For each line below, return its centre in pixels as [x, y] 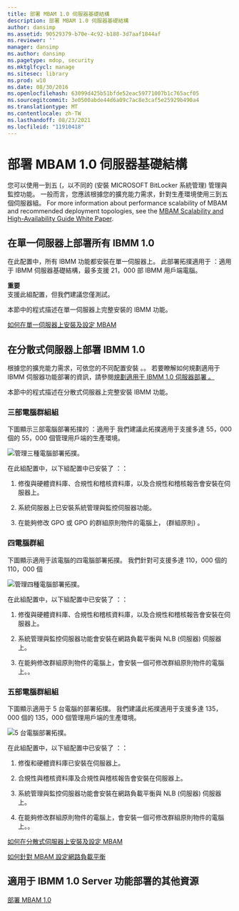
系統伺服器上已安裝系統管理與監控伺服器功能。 [86, 508]
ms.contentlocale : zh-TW [44, 113]
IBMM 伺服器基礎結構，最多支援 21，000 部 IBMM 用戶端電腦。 [108, 270]
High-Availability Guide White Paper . [61, 219]
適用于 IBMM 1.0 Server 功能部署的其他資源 [103, 881]
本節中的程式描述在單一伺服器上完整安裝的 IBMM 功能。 [90, 310]
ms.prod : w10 [27, 80]
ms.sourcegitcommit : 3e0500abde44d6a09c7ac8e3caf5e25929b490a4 [103, 101]
